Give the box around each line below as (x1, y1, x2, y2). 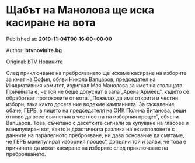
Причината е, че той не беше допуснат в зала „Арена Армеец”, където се (6, 88, 190, 95)
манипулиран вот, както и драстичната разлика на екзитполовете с (6, 125, 175, 133)
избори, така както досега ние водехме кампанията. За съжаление (6, 100, 175, 107)
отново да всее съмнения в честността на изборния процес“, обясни (6, 113, 179, 120)
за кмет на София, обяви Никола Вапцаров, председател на (6, 76, 156, 83)
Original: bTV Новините (6, 58, 63, 65)
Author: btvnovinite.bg (6, 46, 62, 53)
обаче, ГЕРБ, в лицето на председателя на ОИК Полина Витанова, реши (6, 107, 187, 114)
